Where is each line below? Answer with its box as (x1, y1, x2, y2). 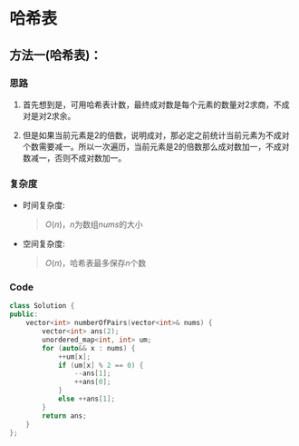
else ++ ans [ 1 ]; (57, 394, 116, 404)
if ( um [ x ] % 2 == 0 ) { (57, 361, 144, 370)
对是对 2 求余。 (22, 110, 76, 121)
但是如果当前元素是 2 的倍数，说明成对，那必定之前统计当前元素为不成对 (22, 129, 290, 141)
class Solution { (9, 302, 75, 311)
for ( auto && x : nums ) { (42, 343, 136, 352)
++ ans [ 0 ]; (73, 378, 111, 387)
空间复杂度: (22, 238, 65, 250)
